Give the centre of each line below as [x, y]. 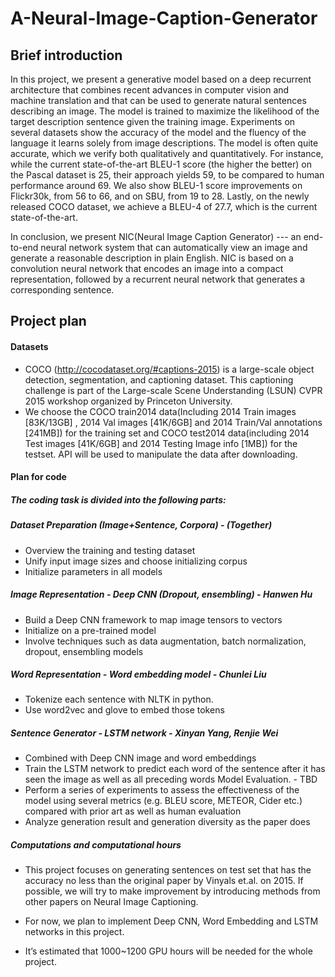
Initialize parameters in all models [93, 571]
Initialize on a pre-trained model [90, 630]
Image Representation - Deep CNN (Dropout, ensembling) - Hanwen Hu [161, 594]
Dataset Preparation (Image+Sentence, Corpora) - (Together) [141, 525]
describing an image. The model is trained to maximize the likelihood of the [165, 111]
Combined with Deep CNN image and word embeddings [140, 758]
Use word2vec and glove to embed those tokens [124, 710]
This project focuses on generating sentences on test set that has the [168, 870]
